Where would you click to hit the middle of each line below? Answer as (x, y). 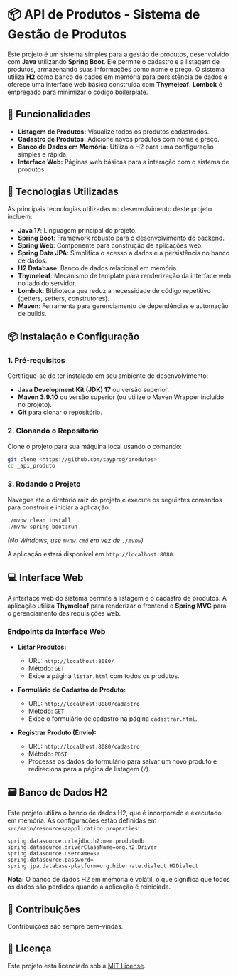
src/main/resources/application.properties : (74, 828)
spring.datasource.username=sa (54, 854)
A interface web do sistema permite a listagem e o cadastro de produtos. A (117, 598)
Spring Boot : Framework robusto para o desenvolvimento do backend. (121, 238)
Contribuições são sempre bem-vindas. (65, 926)
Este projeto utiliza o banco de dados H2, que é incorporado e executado (114, 813)
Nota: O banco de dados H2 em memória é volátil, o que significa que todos (119, 880)
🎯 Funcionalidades (49, 114)
